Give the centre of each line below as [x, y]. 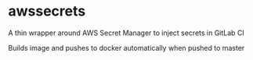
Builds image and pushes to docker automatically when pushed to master [127, 48]
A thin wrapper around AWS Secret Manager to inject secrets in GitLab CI [126, 33]
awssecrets [47, 11]
